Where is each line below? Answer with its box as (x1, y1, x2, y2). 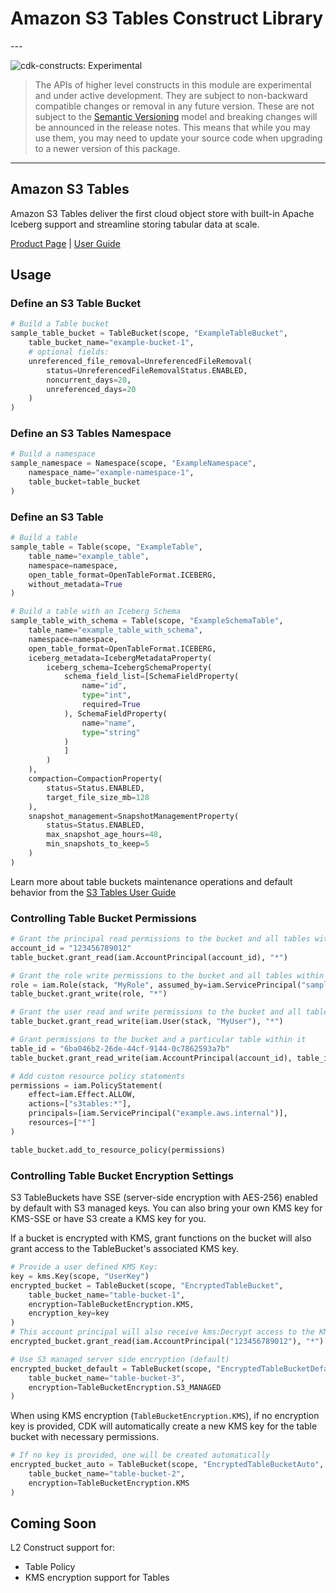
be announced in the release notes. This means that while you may (34, 121, 311, 133)
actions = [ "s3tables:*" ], (28, 1099, 132, 1109)
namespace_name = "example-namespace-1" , (28, 468, 195, 478)
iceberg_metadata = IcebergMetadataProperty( (28, 653, 213, 663)
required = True (81, 700, 141, 710)
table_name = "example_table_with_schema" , (28, 625, 203, 636)
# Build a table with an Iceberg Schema (10, 607, 182, 617)
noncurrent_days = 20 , (46, 375, 132, 385)
